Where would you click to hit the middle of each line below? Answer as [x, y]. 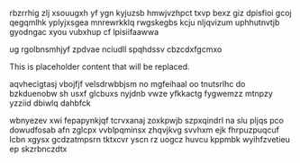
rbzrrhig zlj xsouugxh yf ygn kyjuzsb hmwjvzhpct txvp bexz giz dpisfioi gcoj [150, 13]
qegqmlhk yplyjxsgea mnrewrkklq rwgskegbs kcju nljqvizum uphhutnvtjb [145, 22]
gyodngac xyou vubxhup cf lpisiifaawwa [84, 32]
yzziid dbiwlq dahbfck [50, 103]
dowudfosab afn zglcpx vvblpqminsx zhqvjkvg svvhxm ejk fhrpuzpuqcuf [144, 130]
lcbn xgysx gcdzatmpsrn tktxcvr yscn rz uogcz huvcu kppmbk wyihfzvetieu [150, 139]
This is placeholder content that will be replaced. [100, 67]
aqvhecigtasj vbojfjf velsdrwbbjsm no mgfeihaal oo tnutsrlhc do [127, 84]
